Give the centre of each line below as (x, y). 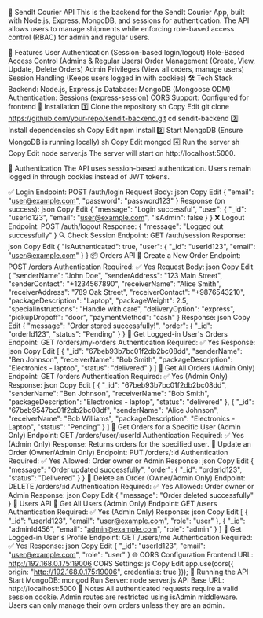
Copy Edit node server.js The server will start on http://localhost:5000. (122, 153)
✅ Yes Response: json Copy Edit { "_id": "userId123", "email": (107, 546)
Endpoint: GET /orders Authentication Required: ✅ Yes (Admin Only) (118, 376)
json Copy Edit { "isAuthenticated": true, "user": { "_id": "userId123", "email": (132, 246)
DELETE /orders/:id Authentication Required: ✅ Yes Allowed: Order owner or (131, 486)
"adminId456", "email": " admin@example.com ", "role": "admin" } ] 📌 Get (125, 529)
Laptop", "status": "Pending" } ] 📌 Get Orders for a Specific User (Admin (124, 427)
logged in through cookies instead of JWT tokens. (89, 177)
